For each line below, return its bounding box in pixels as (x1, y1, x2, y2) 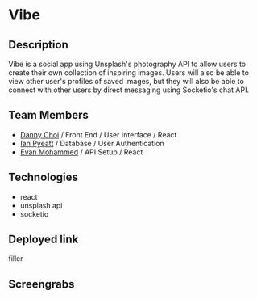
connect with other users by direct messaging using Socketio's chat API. (8, 85, 250, 95)
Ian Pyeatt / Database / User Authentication (19, 138, 164, 148)
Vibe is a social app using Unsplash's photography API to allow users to (8, 59, 247, 69)
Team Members (8, 108, 89, 122)
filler (8, 254, 23, 263)
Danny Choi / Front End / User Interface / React (19, 129, 177, 139)
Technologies (8, 171, 79, 184)
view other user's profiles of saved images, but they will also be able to (8, 77, 244, 86)
